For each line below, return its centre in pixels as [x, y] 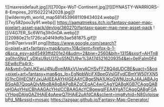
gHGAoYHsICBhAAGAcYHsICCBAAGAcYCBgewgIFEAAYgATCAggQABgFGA [81, 89]
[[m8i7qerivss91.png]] [27, 43]
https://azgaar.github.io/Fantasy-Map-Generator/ [100, 99]
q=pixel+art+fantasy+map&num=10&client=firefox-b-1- [61, 48]
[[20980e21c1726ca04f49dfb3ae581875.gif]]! [51, 38]
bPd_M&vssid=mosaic [27, 99]
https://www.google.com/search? [82, 43]
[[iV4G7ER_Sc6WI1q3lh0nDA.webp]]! [42, 33]
